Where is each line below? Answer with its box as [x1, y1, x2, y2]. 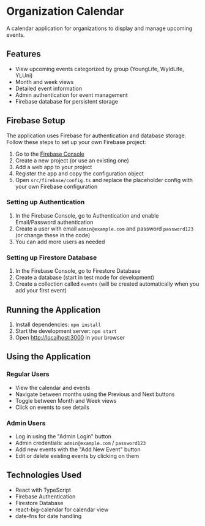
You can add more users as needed [15, 238, 105, 245]
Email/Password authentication [15, 218, 94, 226]
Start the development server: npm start [15, 327, 117, 335]
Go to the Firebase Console [15, 150, 84, 158]
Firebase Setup [6, 115, 65, 126]
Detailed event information [15, 85, 83, 92]
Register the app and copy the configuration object [15, 170, 144, 177]
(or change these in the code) [15, 231, 91, 238]
